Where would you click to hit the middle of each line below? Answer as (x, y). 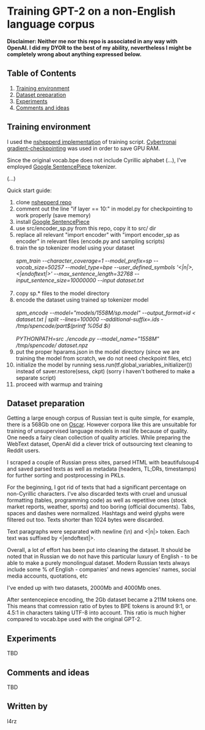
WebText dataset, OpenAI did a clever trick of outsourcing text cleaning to (100, 444)
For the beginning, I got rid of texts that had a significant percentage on (97, 487)
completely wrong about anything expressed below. (74, 54)
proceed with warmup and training (59, 384)
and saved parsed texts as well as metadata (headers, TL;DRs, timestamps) (102, 469)
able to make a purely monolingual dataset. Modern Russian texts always (99, 563)
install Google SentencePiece (53, 222)
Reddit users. (23, 450)
